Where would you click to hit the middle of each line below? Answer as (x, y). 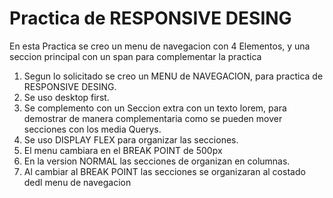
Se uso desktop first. (66, 97)
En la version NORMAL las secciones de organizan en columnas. (157, 161)
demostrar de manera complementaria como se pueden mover (153, 118)
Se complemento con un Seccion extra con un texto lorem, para (155, 108)
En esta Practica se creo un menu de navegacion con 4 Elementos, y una (160, 46)
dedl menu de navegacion (77, 182)
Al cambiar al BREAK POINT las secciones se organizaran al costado (164, 171)
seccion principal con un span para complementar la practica (135, 56)
